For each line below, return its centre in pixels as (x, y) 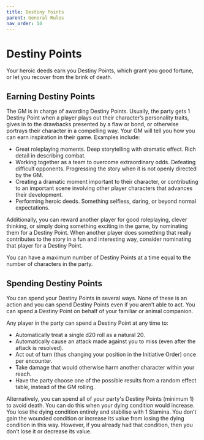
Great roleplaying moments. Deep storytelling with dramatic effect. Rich (105, 149)
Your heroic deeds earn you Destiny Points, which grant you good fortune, (100, 70)
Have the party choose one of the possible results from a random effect (106, 380)
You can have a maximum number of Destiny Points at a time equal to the (99, 257)
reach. (23, 374)
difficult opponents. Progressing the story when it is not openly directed (106, 169)
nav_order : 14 (25, 23)
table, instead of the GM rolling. (55, 387)
